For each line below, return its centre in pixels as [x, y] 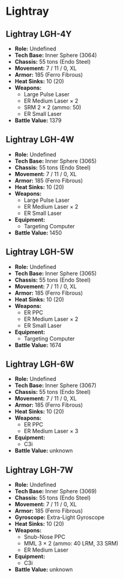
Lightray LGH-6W [40, 364]
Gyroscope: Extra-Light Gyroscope [60, 517]
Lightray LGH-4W [40, 140]
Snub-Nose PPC [45, 537]
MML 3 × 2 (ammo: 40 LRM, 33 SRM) [71, 544]
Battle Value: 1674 [38, 345]
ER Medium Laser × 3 [51, 431]
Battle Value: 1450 [38, 233]
